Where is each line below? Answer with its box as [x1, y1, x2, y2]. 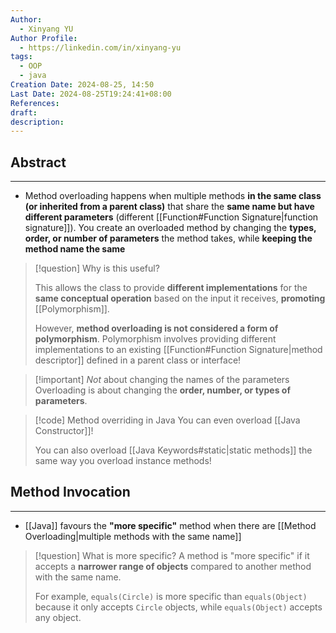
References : [10, 98, 60, 108]
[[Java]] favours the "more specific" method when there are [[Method [24, 519, 317, 531]
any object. [34, 611, 82, 623]
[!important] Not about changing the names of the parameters [34, 374, 290, 386]
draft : [10, 107, 38, 118]
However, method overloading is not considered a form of [34, 322, 279, 335]
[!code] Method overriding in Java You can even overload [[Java [34, 414, 301, 426]
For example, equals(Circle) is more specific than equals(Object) [34, 590, 308, 602]
